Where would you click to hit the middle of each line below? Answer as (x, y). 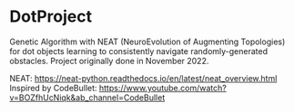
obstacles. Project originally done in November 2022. (109, 61)
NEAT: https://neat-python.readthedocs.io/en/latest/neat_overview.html (143, 78)
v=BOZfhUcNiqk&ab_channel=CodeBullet (87, 98)
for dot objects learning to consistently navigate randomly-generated (139, 51)
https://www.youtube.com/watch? (163, 88)
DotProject (51, 17)
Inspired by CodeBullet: (53, 88)
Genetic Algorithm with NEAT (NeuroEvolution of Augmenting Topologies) (147, 42)
